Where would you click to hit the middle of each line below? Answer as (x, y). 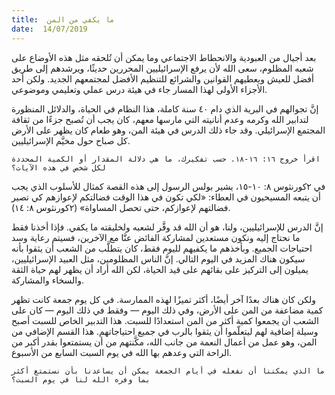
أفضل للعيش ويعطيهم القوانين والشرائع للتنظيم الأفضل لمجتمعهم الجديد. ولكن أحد (162, 78)
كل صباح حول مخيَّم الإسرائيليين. (71, 140)
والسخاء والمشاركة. (47, 280)
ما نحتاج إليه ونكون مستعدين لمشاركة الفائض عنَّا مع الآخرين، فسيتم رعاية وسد (156, 237)
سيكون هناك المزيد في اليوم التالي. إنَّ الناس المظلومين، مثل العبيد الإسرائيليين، (158, 258)
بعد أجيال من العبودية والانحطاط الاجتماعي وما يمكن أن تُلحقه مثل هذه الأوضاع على (164, 57)
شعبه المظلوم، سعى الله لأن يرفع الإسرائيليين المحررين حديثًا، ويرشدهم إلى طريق (162, 68)
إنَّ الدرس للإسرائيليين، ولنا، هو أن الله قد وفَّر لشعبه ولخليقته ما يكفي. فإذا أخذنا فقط (167, 227)
